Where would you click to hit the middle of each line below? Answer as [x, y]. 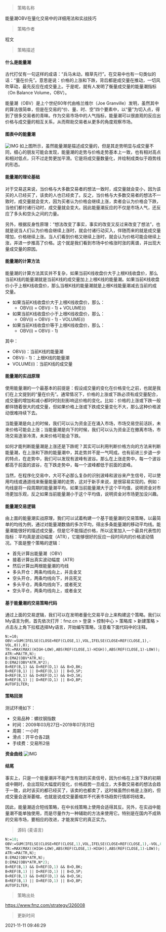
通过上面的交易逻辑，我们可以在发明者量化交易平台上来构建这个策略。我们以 [83, 615]
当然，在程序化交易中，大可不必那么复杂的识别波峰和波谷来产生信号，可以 [81, 476]
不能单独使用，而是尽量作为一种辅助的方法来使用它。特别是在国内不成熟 [87, 813]
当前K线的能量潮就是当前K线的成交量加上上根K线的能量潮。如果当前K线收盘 [82, 279]
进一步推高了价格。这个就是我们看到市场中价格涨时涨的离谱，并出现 [87, 243]
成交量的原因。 [24, 249]
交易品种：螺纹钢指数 [34, 718]
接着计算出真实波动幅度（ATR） [45, 560]
